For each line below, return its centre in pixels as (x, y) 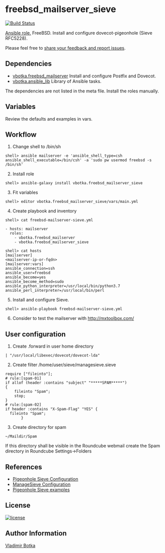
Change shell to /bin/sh (37, 147)
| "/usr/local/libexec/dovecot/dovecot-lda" (53, 356)
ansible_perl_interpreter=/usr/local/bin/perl (55, 291)
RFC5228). (16, 38)
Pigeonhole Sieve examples (41, 490)
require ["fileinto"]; (29, 374)
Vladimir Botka (20, 545)
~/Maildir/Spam (21, 436)
